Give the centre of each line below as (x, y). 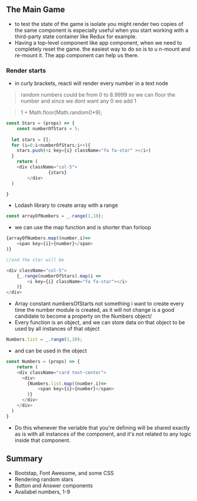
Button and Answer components (54, 485)
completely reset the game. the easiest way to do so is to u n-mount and (102, 49)
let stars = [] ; (31, 140)
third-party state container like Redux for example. (76, 36)
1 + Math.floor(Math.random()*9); (61, 113)
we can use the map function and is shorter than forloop (83, 228)
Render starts (26, 70)
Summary (24, 459)
